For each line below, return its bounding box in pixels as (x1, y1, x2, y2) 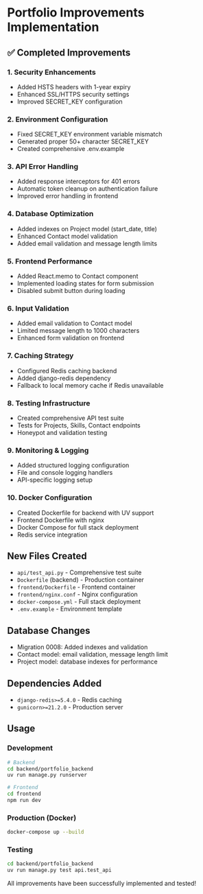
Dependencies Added (7, 677, 102, 689)
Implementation (7, 19, 99, 35)
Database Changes (7, 624, 91, 636)
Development (7, 743, 53, 753)
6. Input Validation (7, 303, 70, 313)
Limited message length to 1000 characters (16, 327, 140, 335)
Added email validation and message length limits (16, 239, 158, 248)
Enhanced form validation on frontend (16, 334, 125, 342)
